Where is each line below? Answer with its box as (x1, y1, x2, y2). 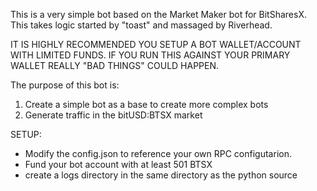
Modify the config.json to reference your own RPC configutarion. (24, 148, 292, 159)
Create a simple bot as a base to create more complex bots (24, 99, 269, 110)
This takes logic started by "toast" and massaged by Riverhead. (10, 19, 273, 31)
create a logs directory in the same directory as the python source (24, 169, 298, 181)
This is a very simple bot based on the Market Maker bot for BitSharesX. (10, 9, 307, 20)
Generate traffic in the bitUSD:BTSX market (24, 109, 203, 121)
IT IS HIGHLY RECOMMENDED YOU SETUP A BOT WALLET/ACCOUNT (10, 39, 302, 50)
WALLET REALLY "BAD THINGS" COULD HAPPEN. (10, 60, 220, 71)
